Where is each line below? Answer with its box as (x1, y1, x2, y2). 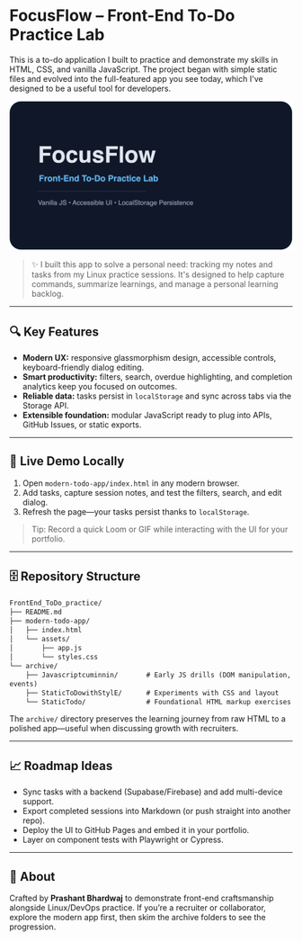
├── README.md (9, 607, 63, 616)
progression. (9, 921, 57, 932)
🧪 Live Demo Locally (9, 453, 125, 469)
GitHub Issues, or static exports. (22, 419, 142, 430)
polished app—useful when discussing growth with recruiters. (9, 722, 239, 733)
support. (22, 796, 55, 807)
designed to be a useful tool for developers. (9, 83, 172, 94)
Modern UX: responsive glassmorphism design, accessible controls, (22, 353, 277, 363)
